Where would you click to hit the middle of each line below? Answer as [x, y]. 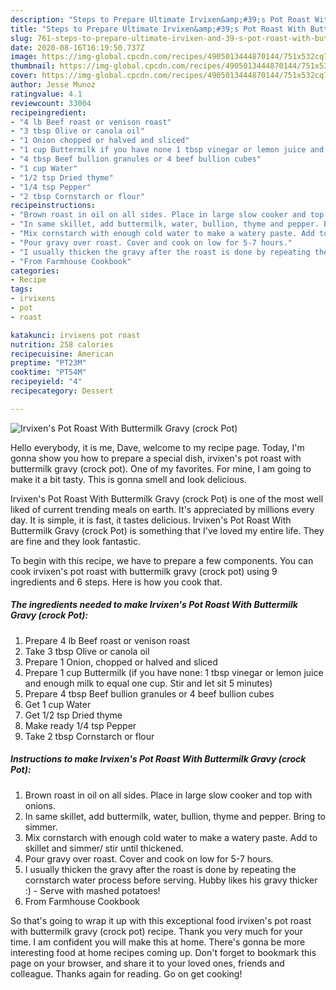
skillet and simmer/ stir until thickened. [104, 848]
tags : [21, 289]
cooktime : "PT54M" [48, 372]
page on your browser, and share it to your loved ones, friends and [147, 963]
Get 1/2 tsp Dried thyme [73, 715]
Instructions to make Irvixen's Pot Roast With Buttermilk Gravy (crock [158, 759]
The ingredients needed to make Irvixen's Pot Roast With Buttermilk [154, 605]
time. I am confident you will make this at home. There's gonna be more [158, 942]
